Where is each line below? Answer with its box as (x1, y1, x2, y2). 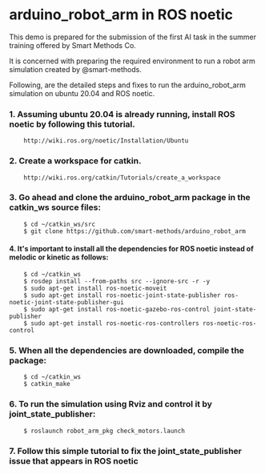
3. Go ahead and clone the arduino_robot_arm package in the (9, 192, 251, 203)
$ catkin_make (23, 380, 70, 388)
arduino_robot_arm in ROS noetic (9, 6, 234, 24)
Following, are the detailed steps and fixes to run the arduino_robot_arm (9, 80, 247, 90)
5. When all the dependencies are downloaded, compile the (9, 344, 245, 355)
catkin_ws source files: (9, 202, 101, 213)
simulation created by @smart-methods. (9, 64, 143, 74)
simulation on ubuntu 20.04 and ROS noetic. (9, 88, 155, 98)
